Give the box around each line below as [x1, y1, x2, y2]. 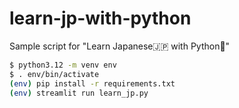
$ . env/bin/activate [9, 69, 100, 79]
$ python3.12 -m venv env [9, 60, 117, 70]
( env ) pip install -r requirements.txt [9, 78, 176, 89]
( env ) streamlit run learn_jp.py [9, 88, 149, 98]
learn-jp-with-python [9, 7, 192, 30]
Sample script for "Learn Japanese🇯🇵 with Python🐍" [9, 40, 231, 52]
